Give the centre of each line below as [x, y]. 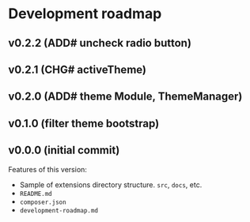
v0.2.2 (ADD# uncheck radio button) [100, 43]
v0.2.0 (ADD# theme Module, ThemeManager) [125, 97]
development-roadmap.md [59, 210]
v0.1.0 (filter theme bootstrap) [84, 123]
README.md [36, 194]
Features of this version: [47, 169]
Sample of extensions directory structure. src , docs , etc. [111, 184]
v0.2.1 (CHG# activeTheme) [77, 69]
